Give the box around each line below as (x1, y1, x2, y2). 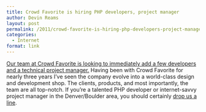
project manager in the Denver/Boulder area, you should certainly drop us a (6, 92, 197, 100)
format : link (6, 43, 40, 50)
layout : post (6, 20, 40, 26)
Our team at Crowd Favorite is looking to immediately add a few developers (6, 59, 196, 67)
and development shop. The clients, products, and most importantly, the (6, 79, 189, 86)
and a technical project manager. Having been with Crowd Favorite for (6, 66, 184, 73)
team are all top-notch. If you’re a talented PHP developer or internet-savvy (6, 86, 197, 93)
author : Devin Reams (6, 15, 59, 21)
